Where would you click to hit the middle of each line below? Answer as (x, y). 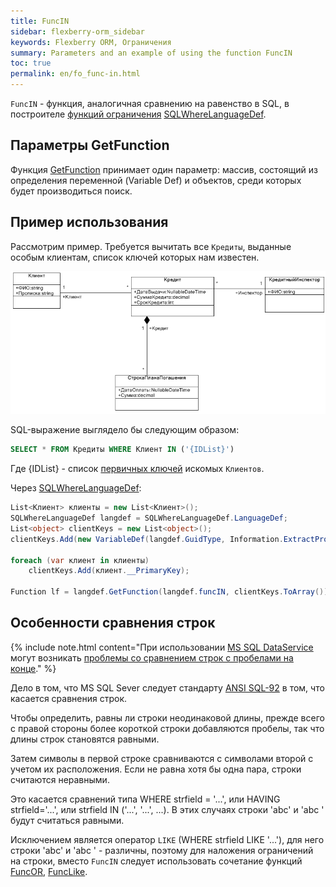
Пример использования (89, 222)
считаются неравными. (60, 779)
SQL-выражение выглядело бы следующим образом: (125, 430)
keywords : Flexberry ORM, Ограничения (91, 42)
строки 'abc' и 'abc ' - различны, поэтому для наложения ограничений (162, 850)
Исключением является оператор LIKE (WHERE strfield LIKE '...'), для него (167, 839)
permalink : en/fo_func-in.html (75, 74)
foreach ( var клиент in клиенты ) (80, 560)
